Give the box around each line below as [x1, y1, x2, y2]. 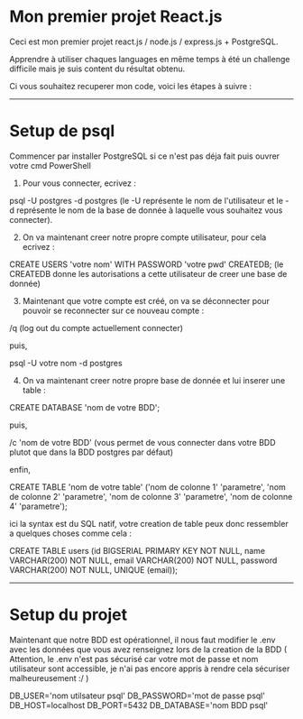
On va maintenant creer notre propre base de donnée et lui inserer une [22, 374, 286, 385]
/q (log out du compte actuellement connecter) [9, 322, 183, 333]
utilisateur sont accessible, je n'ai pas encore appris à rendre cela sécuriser [9, 663, 290, 674]
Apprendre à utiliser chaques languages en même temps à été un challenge [9, 53, 290, 64]
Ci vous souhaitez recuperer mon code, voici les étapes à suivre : [9, 80, 252, 91]
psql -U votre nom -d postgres [9, 357, 124, 368]
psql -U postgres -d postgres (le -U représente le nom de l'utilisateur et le [9, 195, 284, 206]
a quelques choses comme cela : [9, 528, 133, 539]
